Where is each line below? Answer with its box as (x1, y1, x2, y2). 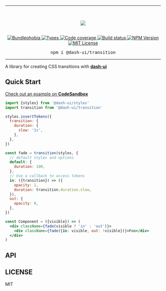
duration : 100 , (14, 164, 45, 169)
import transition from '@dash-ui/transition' (5, 105, 103, 110)
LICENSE (5, 268, 33, 277)
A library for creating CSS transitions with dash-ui (5, 64, 107, 69)
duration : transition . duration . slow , (14, 187, 92, 192)
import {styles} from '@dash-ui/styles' (5, 100, 90, 105)
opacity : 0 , (14, 201, 39, 206)
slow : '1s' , (18, 128, 43, 133)
